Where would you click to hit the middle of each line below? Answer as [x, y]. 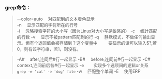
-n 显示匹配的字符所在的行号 [47, 25]
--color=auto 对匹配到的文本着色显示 [56, 19]
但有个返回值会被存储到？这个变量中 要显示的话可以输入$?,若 [91, 43]
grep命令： [18, 7]
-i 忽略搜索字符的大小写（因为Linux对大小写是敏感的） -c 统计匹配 [87, 31]
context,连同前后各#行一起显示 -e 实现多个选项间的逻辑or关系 [83, 66]
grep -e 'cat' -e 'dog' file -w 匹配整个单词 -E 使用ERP [79, 71]
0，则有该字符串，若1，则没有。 [49, 49]
